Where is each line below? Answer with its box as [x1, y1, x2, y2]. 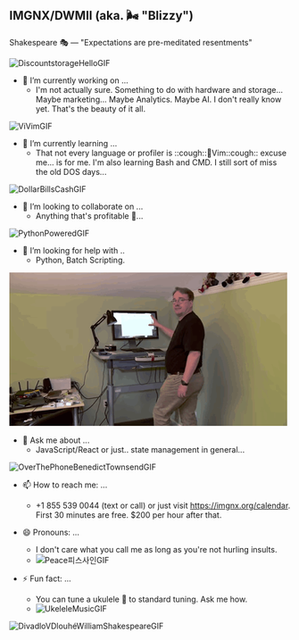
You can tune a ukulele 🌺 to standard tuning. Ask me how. [35, 594, 248, 604]
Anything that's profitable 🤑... [35, 210, 144, 221]
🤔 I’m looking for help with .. [21, 245, 125, 255]
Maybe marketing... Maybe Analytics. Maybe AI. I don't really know [35, 94, 282, 104]
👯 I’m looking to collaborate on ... [21, 201, 144, 212]
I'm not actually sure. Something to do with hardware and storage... [35, 84, 284, 95]
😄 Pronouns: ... [21, 527, 80, 537]
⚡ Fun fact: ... [21, 573, 71, 584]
